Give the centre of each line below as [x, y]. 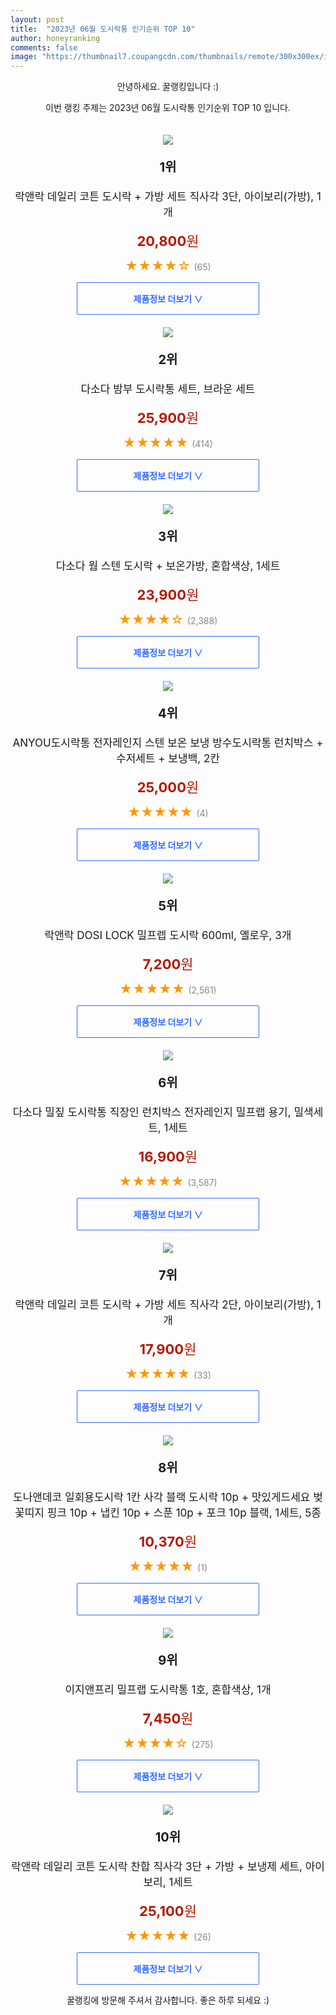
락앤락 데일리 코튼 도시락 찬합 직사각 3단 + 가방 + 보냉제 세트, [157, 1867]
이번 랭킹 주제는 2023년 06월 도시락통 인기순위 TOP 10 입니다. [168, 108]
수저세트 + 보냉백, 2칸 [168, 759]
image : [24, 57]
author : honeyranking [55, 38]
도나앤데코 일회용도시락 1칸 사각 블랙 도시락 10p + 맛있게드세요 [162, 1498]
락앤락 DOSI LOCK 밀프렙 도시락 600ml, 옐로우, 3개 [168, 936]
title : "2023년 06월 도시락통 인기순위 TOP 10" [103, 29]
